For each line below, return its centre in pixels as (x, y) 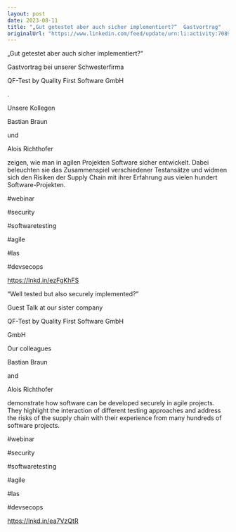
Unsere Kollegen (31, 108)
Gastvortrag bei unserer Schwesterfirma (66, 67)
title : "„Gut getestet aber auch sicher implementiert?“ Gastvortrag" (114, 27)
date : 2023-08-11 (33, 20)
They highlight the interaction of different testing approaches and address (114, 411)
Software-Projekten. (37, 185)
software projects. (34, 426)
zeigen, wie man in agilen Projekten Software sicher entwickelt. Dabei (108, 163)
